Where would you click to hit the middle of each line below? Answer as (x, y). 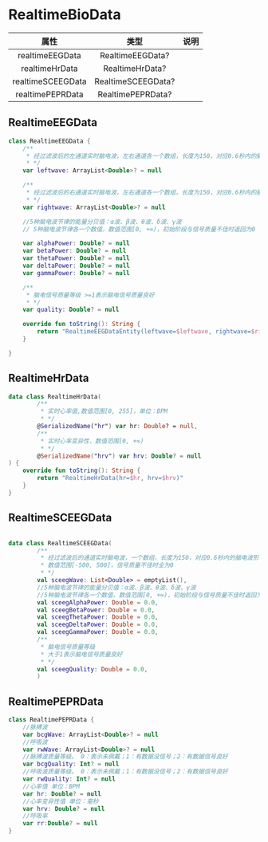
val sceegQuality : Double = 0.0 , (93, 669)
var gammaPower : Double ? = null (76, 273)
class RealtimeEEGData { (49, 141)
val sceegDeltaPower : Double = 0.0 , (98, 625)
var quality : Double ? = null (71, 310)
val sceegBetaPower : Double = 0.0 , (96, 610)
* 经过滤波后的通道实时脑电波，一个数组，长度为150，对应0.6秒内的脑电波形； (153, 558)
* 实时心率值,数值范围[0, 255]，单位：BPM (104, 411)
